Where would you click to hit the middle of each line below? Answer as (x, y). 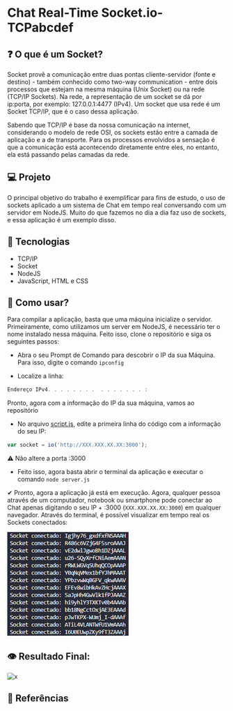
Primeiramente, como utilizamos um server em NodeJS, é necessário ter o (114, 327)
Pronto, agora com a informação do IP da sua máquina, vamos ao (101, 403)
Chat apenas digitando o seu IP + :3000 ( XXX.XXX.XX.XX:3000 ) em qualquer (114, 507)
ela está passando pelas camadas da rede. (69, 154)
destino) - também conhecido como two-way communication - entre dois (112, 82)
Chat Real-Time (53, 13)
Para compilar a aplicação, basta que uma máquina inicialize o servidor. (110, 319)
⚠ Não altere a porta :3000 (47, 459)
